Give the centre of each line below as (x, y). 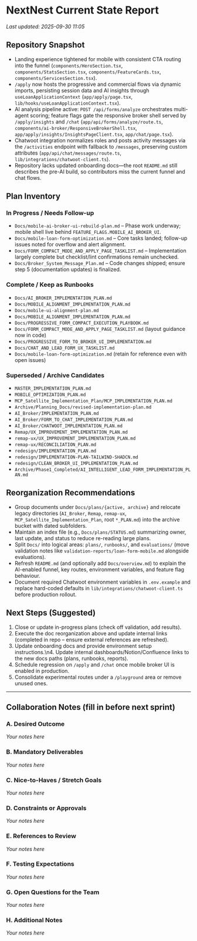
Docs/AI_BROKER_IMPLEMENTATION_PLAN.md (63, 298)
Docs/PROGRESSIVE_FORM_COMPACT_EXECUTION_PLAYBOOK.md (81, 323)
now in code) (30, 335)
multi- (181, 109)
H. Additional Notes (34, 920)
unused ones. (31, 683)
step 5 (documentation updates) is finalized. (68, 269)
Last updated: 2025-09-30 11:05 (45, 26)
